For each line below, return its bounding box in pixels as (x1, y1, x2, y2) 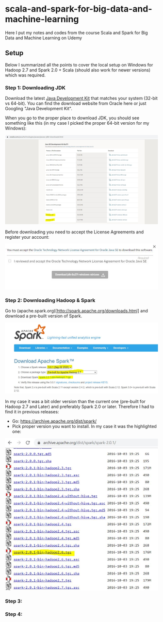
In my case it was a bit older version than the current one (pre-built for (5, 399, 146, 405)
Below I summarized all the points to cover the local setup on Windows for (5, 62, 153, 67)
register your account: (5, 234, 49, 240)
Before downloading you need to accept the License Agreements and (5, 229, 144, 235)
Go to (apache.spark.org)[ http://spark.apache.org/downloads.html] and (5, 308, 148, 314)
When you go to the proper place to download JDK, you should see (5, 115, 140, 121)
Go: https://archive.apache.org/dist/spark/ (12, 418, 97, 424)
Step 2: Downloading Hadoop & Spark (5, 297, 96, 304)
